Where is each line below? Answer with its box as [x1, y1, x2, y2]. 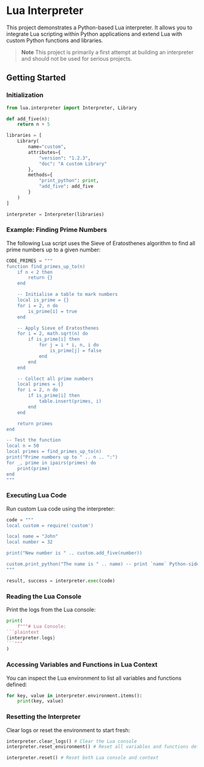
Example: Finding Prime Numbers [6, 226, 107, 234]
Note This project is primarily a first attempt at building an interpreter [21, 48, 194, 55]
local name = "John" [6, 533, 59, 539]
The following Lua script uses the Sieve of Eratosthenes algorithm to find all [6, 239, 195, 247]
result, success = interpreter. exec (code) [6, 578, 115, 584]
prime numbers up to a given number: [6, 246, 101, 253]
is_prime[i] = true [28, 308, 78, 314]
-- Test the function [6, 437, 61, 443]
